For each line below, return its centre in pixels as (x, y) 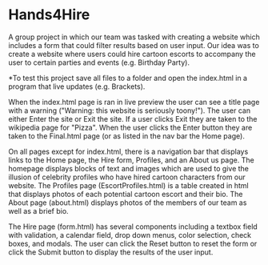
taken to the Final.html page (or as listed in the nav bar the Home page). (127, 136)
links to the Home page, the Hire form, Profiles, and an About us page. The (131, 160)
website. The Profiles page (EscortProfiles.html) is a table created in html (129, 185)
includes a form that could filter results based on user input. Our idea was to (134, 45)
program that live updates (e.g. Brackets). (77, 86)
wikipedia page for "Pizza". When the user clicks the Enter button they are (130, 127)
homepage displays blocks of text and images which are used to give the (129, 168)
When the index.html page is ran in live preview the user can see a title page (134, 102)
